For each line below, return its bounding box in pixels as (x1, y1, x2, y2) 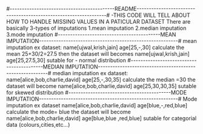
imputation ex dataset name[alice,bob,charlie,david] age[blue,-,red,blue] (6, 102, 188, 109)
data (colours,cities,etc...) (6, 121, 70, 128)
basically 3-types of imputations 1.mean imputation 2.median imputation (6, 24, 187, 32)
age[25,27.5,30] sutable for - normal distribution (6, 57, 126, 64)
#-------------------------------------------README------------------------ (6, 5, 196, 12)
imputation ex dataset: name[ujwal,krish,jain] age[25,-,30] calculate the (6, 44, 185, 51)
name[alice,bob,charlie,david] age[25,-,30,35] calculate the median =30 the (6, 76, 196, 83)
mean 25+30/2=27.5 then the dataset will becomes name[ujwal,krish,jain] (6, 50, 190, 57)
